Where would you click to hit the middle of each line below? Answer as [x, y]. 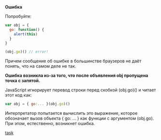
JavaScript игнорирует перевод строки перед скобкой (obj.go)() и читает [80, 90]
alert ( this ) [26, 34]
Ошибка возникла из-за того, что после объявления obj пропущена [77, 76]
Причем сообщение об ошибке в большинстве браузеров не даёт [73, 61]
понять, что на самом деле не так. [41, 66]
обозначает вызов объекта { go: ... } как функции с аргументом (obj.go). [80, 118]
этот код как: [19, 95]
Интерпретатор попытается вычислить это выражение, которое [71, 113]
